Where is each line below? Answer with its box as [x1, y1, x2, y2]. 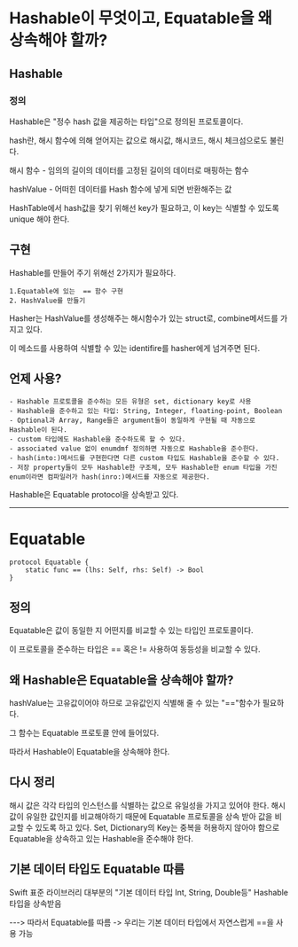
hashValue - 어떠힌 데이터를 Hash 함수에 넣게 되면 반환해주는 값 [9, 184, 232, 194]
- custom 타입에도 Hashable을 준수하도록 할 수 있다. [9, 434, 186, 443]
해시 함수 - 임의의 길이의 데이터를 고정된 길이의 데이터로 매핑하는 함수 [9, 165, 250, 176]
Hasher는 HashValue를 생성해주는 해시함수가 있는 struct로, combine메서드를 [9, 312, 278, 324]
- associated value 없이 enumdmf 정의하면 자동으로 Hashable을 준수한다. [9, 444, 260, 453]
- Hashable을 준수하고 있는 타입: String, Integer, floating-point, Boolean [9, 406, 283, 415]
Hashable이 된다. [9, 425, 68, 434]
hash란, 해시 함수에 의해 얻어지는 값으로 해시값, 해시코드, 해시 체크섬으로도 [9, 135, 268, 145]
